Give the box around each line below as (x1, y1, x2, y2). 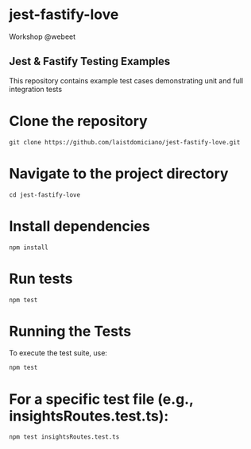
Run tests (9, 270, 73, 287)
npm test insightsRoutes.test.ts (9, 433, 120, 441)
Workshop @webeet (9, 32, 76, 41)
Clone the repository (9, 112, 148, 130)
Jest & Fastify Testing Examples (9, 55, 171, 68)
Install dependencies (9, 217, 150, 235)
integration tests (9, 84, 63, 94)
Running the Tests (9, 322, 132, 340)
